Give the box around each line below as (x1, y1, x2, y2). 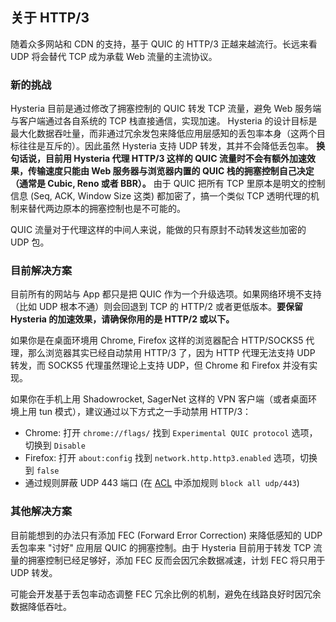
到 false (24, 464, 60, 477)
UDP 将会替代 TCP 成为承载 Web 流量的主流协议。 (10, 50, 218, 62)
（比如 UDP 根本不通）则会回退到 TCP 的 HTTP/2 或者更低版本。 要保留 (10, 301, 303, 313)
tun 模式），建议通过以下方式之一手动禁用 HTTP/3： (38, 406, 252, 418)
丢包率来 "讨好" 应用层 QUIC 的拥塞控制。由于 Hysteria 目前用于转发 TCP (10, 541, 312, 553)
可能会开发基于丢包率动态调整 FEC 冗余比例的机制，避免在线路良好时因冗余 (10, 588, 322, 600)
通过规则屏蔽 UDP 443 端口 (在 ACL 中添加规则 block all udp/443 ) (24, 477, 300, 489)
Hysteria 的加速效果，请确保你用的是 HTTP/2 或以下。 (10, 313, 235, 325)
